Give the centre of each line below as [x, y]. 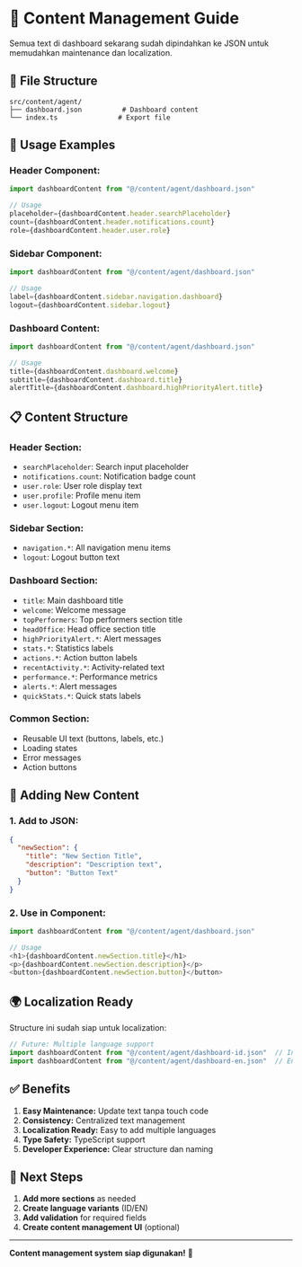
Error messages [52, 758]
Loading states [50, 748]
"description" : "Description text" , [94, 865]
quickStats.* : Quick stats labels [82, 696]
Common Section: [49, 719]
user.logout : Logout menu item [80, 505]
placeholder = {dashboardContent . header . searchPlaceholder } [120, 214]
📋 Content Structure [69, 417]
